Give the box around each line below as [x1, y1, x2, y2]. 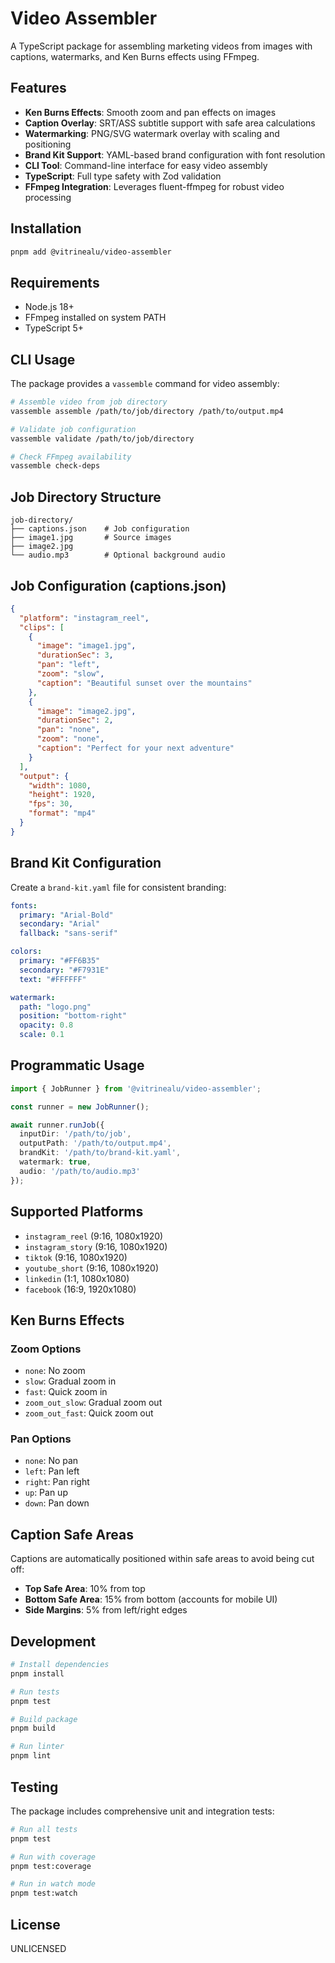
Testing [10, 1778, 59, 1796]
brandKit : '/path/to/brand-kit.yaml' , [19, 1148, 182, 1158]
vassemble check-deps [10, 461, 101, 471]
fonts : [10, 900, 38, 911]
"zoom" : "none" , [36, 734, 105, 744]
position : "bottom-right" [19, 1011, 128, 1021]
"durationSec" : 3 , [36, 650, 114, 661]
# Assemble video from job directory [10, 397, 168, 407]
